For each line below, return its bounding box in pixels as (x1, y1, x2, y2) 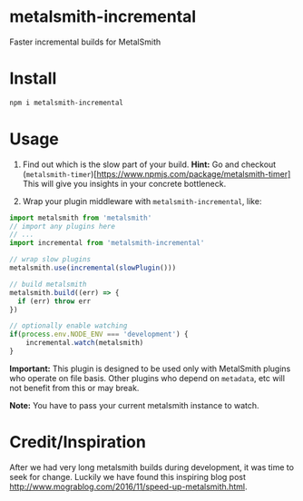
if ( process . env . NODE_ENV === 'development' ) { (9, 329, 189, 339)
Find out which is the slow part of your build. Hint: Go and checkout (22, 159, 277, 170)
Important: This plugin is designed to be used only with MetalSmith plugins (9, 363, 291, 374)
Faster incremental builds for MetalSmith (9, 36, 161, 47)
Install (9, 68, 57, 89)
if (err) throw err (17, 297, 92, 306)
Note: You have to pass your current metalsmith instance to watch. (9, 399, 260, 410)
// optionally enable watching (9, 321, 128, 330)
